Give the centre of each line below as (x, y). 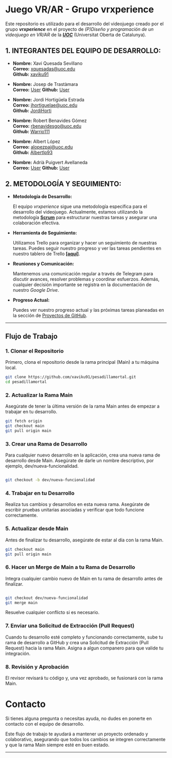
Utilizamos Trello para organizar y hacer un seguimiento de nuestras (85, 242)
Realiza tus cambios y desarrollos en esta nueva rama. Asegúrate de (78, 504)
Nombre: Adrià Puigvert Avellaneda (50, 162)
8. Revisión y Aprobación (37, 666)
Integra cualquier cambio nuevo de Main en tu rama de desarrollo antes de (84, 578)
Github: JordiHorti (32, 110)
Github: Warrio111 (31, 131)
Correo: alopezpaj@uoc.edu (43, 147)
